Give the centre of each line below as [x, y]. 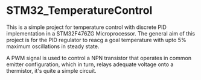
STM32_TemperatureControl [79, 11]
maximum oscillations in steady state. [53, 46]
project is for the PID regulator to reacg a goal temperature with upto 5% [96, 40]
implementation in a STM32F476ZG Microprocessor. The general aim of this [101, 33]
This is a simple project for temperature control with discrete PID [87, 27]
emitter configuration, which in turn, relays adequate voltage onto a [90, 64]
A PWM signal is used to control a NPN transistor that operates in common [99, 58]
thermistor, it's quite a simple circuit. [51, 70]
